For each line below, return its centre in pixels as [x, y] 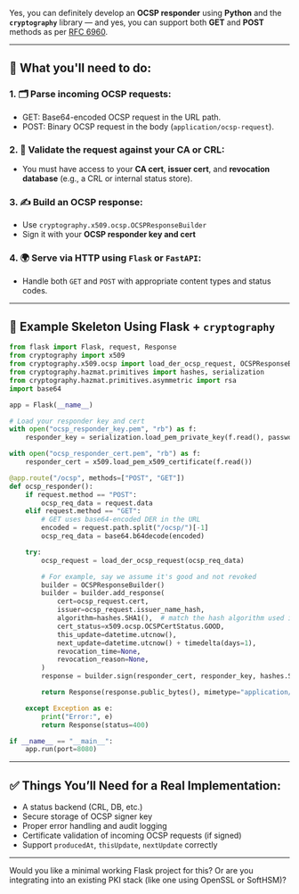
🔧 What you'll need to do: [80, 68]
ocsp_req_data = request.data [97, 503]
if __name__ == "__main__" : [61, 741]
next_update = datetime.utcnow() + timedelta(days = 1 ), [156, 643]
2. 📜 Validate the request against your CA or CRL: [117, 149]
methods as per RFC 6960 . [59, 32]
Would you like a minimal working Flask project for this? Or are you [131, 871]
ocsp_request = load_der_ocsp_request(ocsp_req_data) [143, 560]
